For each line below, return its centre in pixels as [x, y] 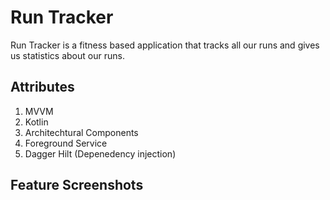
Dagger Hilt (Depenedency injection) [100, 153]
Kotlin [36, 122]
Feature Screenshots [77, 185]
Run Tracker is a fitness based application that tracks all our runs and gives [165, 45]
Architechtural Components [81, 132]
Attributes [42, 87]
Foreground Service [66, 143]
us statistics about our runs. [67, 55]
